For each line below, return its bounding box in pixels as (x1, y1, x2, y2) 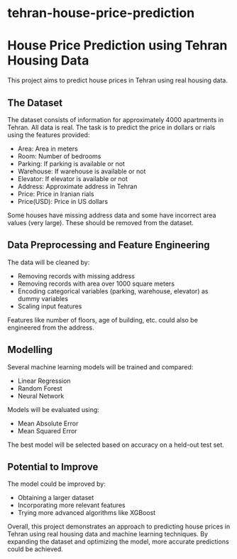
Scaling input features (17, 302, 82, 310)
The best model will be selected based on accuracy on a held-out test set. (7, 440, 225, 449)
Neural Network (17, 391, 65, 400)
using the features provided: (7, 130, 90, 139)
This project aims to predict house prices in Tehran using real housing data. (7, 76, 228, 85)
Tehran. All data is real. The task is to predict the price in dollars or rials (7, 123, 216, 131)
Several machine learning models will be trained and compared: (7, 362, 194, 371)
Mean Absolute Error (17, 419, 79, 428)
